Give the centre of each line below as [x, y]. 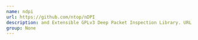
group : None [21, 28]
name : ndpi [20, 11]
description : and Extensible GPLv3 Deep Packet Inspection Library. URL [99, 22]
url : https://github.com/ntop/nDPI [51, 17]
